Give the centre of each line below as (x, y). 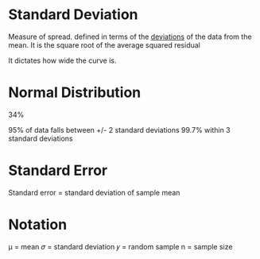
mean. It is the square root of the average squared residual (105, 44)
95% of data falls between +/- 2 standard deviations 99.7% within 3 (119, 129)
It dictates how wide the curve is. (62, 60)
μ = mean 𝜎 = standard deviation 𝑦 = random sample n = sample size (120, 246)
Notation (38, 225)
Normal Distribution (75, 93)
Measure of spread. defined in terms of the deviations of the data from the (130, 37)
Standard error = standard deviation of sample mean (94, 192)
